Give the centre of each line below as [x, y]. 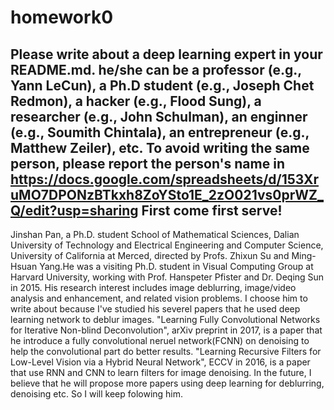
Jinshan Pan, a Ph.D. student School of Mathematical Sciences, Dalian [155, 234]
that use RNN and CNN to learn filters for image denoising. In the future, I [161, 372]
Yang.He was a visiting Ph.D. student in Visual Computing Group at [176, 266]
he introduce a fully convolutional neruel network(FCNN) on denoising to [160, 340]
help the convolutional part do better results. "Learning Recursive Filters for [166, 351]
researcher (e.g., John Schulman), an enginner [159, 116]
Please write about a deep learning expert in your [166, 54]
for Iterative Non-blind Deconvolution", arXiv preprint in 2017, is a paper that [166, 330]
